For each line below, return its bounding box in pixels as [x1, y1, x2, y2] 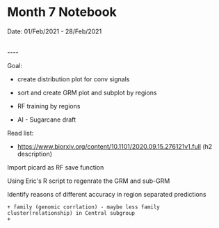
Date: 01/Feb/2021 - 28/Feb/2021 [7, 27, 102, 35]
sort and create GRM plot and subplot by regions [17, 88, 157, 97]
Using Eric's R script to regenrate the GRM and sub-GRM [7, 177, 170, 185]
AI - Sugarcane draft [17, 115, 76, 124]
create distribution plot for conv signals [17, 74, 130, 83]
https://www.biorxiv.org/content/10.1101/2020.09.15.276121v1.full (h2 [17, 142, 213, 150]
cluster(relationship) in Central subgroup [7, 209, 136, 216]
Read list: [7, 129, 34, 137]
